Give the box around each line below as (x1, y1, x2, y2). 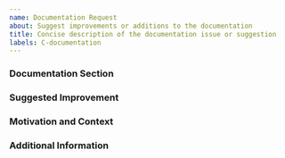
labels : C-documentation (9, 37, 102, 47)
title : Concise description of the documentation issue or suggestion (9, 29, 277, 38)
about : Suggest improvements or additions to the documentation (9, 21, 253, 30)
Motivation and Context (9, 115, 114, 128)
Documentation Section (9, 68, 114, 80)
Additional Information (9, 139, 110, 152)
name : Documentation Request (9, 12, 118, 22)
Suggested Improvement (9, 91, 119, 104)
